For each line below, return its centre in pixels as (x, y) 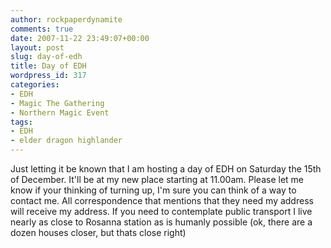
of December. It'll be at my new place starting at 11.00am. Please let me (157, 179)
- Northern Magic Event (60, 112)
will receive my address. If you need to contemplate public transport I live (161, 211)
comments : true (42, 29)
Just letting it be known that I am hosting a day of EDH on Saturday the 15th (166, 169)
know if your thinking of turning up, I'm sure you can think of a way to (153, 190)
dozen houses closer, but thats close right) (98, 232)
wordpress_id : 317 (48, 76)
